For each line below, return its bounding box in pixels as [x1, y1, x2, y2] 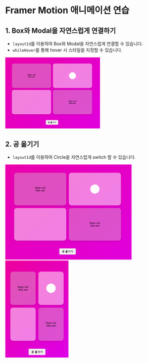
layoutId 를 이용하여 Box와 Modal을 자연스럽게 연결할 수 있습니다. [12, 41, 143, 47]
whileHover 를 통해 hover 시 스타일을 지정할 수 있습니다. [12, 47, 123, 53]
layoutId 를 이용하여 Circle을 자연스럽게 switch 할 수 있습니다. [12, 154, 136, 160]
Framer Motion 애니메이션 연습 [5, 5, 130, 16]
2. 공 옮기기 [5, 140, 39, 148]
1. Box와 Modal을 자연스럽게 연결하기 [5, 26, 116, 35]
